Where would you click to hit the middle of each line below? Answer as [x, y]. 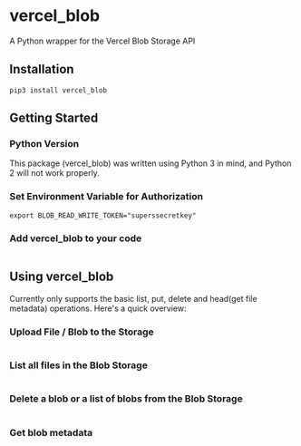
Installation [42, 69]
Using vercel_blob [62, 277]
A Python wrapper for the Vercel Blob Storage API [102, 41]
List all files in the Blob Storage [78, 365]
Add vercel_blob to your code [76, 238]
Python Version [44, 144]
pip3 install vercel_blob [58, 90]
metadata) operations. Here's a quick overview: [98, 308]
